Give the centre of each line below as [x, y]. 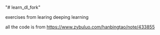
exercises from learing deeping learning [47, 17]
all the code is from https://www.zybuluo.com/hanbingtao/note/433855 [80, 27]
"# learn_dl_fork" [23, 7]
